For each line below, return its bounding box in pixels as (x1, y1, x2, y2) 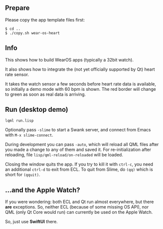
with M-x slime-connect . (5, 132, 54, 138)
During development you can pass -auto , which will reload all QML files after (5, 142, 159, 147)
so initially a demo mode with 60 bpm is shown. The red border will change (5, 86, 156, 92)
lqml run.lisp (5, 118, 34, 124)
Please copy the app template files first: (5, 17, 85, 22)
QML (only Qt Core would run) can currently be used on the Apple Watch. (5, 209, 153, 215)
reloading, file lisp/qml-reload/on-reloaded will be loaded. (5, 152, 123, 158)
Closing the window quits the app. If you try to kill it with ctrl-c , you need (5, 161, 154, 167)
